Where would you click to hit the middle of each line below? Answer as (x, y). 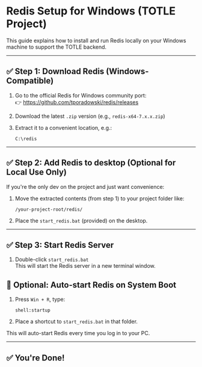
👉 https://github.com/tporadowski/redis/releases (77, 102)
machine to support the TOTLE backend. (57, 47)
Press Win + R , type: (40, 300)
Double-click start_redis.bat (52, 259)
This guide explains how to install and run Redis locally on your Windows (96, 40)
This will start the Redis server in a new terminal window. (85, 266)
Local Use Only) (37, 172)
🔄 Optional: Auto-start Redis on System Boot (91, 285)
